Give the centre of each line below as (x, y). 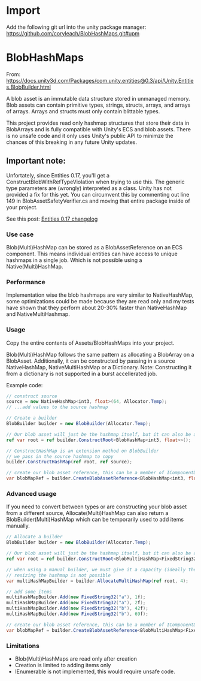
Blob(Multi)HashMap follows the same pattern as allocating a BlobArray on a (100, 354)
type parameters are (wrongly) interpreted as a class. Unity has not (89, 188)
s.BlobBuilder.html (28, 87)
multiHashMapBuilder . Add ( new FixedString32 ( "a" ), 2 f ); (76, 603)
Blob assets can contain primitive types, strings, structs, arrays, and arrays (98, 105)
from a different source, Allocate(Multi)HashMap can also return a (87, 513)
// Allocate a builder (34, 537)
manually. (18, 526)
